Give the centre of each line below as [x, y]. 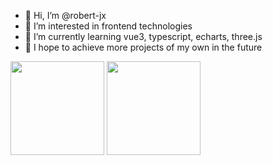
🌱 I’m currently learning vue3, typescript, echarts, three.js [143, 36]
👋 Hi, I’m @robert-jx [65, 15]
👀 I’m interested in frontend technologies [108, 26]
